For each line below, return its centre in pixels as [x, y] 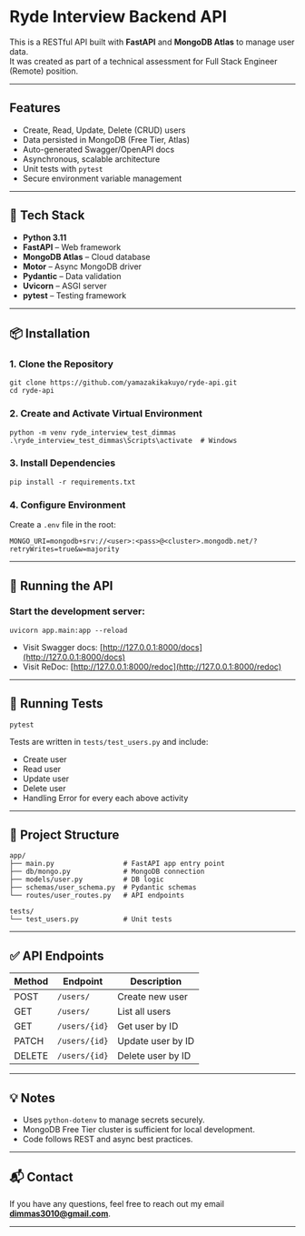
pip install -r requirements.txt [73, 482]
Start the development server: [77, 611]
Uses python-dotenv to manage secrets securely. [114, 1120]
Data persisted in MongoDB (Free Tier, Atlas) [106, 139]
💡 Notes [33, 1098]
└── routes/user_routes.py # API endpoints [97, 896]
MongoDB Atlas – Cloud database [87, 256]
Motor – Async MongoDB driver [82, 266]
